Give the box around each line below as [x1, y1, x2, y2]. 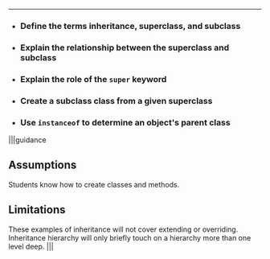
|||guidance [8, 134, 47, 145]
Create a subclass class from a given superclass [19, 95, 213, 106]
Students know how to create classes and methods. [8, 179, 180, 189]
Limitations [8, 203, 66, 217]
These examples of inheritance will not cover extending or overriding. [8, 224, 239, 234]
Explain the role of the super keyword [19, 73, 167, 84]
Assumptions [8, 158, 77, 172]
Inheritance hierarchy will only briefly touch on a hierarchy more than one [8, 232, 252, 242]
